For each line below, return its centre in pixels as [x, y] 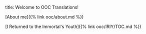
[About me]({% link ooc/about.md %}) [44, 17]
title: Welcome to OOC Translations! [42, 7]
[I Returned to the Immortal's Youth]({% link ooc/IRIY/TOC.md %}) [73, 26]
